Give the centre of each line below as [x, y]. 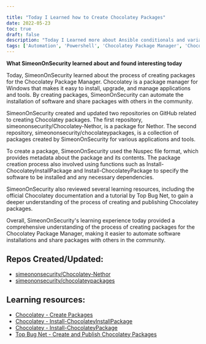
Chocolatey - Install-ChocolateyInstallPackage [74, 321]
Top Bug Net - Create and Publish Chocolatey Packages [86, 334]
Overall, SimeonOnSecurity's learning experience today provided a [91, 220]
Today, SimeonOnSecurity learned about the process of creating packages [101, 75]
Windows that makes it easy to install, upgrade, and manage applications [99, 88]
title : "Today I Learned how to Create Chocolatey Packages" [86, 17]
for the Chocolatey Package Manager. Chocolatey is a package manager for [102, 82]
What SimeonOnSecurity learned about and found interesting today [94, 63]
